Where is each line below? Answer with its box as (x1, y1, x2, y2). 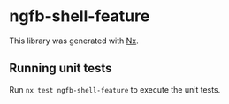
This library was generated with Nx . (9, 35, 139, 46)
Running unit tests (9, 61, 112, 76)
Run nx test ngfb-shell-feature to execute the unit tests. (9, 84, 221, 94)
